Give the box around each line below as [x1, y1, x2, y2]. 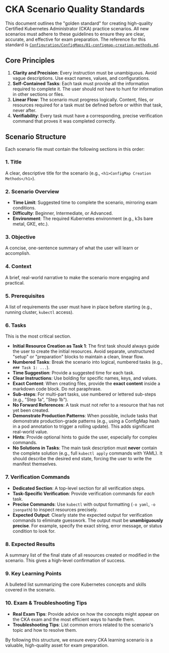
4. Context [5, 263, 32, 270]
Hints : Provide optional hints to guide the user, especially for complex [12, 434, 157, 440]
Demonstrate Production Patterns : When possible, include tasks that [12, 413, 157, 419]
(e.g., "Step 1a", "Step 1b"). [12, 397, 69, 403]
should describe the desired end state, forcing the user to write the [12, 456, 152, 462]
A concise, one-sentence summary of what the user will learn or [5, 245, 139, 251]
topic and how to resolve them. [12, 627, 77, 633]
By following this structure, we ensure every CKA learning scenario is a [5, 637, 153, 643]
